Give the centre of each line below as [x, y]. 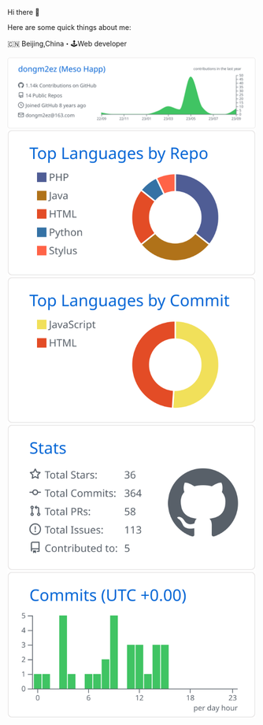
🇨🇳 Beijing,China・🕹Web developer [67, 44]
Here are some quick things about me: [69, 27]
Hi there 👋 [24, 12]
